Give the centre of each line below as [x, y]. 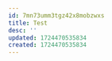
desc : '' [23, 30]
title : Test [28, 23]
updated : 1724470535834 [48, 38]
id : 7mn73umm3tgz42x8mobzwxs [56, 15]
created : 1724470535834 [48, 45]
